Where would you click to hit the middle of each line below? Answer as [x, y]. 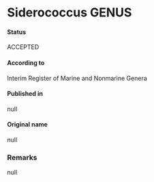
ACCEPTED [23, 47]
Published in [25, 94]
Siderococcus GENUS [70, 13]
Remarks [22, 157]
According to [26, 62]
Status [17, 31]
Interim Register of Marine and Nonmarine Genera [77, 78]
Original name [27, 125]
